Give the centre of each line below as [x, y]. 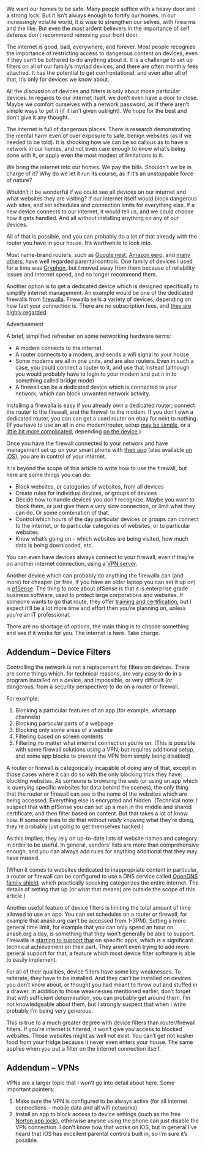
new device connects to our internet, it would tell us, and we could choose [100, 211]
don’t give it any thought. [38, 117]
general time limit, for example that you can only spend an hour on [90, 927]
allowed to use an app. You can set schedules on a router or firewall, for [97, 914]
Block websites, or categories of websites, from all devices [89, 486]
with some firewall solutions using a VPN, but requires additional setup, [105, 749]
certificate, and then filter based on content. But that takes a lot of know [97, 813]
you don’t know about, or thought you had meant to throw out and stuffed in [102, 984]
